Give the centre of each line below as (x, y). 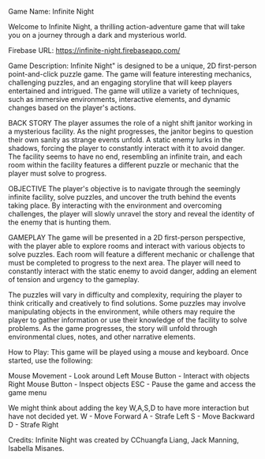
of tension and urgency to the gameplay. (74, 279)
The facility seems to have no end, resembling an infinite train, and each (125, 156)
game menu (28, 393)
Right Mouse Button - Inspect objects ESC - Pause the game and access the (132, 384)
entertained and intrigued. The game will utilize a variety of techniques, (124, 91)
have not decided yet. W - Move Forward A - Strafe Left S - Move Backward (131, 416)
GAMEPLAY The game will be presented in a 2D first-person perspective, (127, 237)
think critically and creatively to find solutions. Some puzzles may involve (127, 303)
